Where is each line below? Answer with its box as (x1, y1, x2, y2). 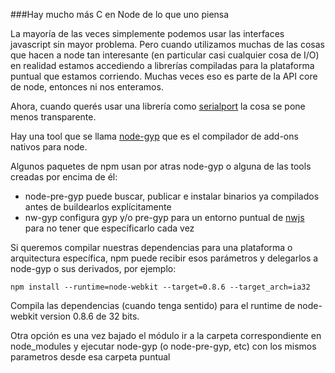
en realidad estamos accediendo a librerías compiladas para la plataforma (10, 60, 315, 71)
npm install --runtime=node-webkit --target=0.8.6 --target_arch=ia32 (10, 282, 311, 292)
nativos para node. (10, 141, 88, 153)
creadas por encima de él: (10, 171, 118, 183)
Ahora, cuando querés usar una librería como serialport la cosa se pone (10, 100, 306, 112)
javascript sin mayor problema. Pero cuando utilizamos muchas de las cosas (10, 39, 325, 50)
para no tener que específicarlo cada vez (24, 222, 195, 234)
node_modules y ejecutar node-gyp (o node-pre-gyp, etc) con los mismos (10, 340, 317, 352)
